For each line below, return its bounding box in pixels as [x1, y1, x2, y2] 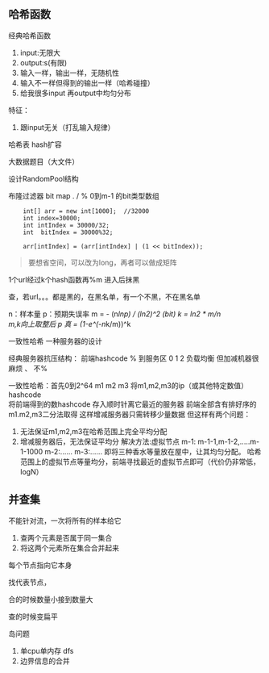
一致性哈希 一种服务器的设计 [8, 336, 102, 345]
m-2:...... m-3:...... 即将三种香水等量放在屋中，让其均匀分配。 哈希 [44, 446, 262, 456]
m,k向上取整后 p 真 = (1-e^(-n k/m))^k [8, 319, 131, 328]
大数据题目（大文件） [8, 157, 79, 166]
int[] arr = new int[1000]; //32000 [23, 207, 150, 215]
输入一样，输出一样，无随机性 [19, 68, 119, 77]
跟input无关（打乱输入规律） [19, 122, 115, 132]
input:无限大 [19, 48, 60, 57]
